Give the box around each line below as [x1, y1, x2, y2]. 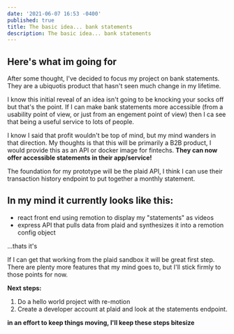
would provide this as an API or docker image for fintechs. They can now [7, 146, 218, 155]
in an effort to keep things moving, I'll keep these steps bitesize [7, 318, 195, 326]
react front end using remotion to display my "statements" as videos [17, 213, 214, 221]
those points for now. [7, 270, 68, 279]
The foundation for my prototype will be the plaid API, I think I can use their [7, 167, 224, 176]
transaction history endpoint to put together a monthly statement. [7, 174, 196, 183]
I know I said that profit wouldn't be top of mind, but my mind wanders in [7, 131, 217, 140]
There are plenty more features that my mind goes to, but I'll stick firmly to [7, 263, 221, 271]
